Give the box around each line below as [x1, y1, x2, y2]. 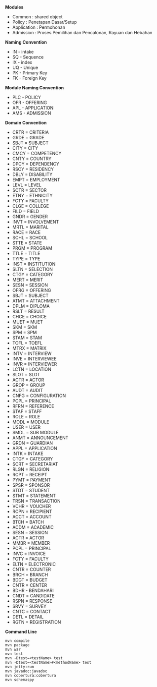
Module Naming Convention [5, 85, 64, 91]
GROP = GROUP [12, 382, 45, 388]
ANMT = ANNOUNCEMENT [12, 435, 69, 441]
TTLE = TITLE [12, 250, 40, 256]
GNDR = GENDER [12, 214, 48, 220]
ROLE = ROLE [12, 414, 40, 419]
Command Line [5, 629, 37, 634]
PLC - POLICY [12, 94, 41, 100]
